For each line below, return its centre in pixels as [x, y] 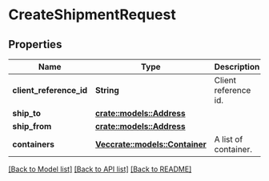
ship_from [32, 126]
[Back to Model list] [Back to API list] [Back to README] [100, 169]
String [107, 90]
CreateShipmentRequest [92, 15]
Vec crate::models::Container [151, 144]
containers [33, 144]
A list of [229, 139]
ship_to [27, 113]
